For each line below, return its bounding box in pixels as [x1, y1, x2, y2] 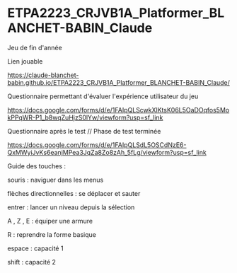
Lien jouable [7, 57, 43, 65]
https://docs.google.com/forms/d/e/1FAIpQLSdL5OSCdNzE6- [7, 140, 187, 149]
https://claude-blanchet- [7, 71, 79, 79]
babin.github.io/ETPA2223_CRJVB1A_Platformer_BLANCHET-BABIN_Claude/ [7, 78, 230, 86]
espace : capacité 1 [7, 244, 64, 252]
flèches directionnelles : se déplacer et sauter [7, 189, 141, 197]
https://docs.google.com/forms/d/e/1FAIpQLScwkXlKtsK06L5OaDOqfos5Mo [7, 105, 230, 114]
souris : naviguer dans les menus [7, 175, 104, 184]
